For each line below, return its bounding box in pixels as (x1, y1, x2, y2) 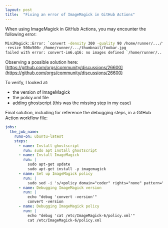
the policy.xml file (12, 95, 49, 101)
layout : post (5, 7, 32, 13)
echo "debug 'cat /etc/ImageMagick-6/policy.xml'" (27, 213, 135, 218)
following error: (5, 31, 37, 37)
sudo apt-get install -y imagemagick (27, 166, 106, 171)
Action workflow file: (5, 115, 48, 121)
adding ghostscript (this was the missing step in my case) (12, 100, 131, 106)
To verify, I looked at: (5, 80, 48, 86)
